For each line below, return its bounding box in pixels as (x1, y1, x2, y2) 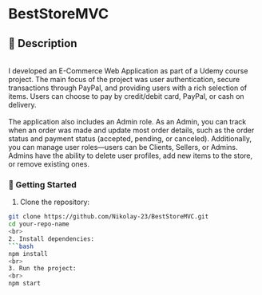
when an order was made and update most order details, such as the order (8, 125, 255, 135)
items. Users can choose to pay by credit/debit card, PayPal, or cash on (8, 92, 245, 100)
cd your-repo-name (8, 220, 69, 228)
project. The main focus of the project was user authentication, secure (8, 75, 240, 84)
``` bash (8, 242, 34, 250)
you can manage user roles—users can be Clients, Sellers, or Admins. (8, 143, 238, 151)
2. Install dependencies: (8, 234, 94, 243)
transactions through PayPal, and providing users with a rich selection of (8, 83, 248, 92)
